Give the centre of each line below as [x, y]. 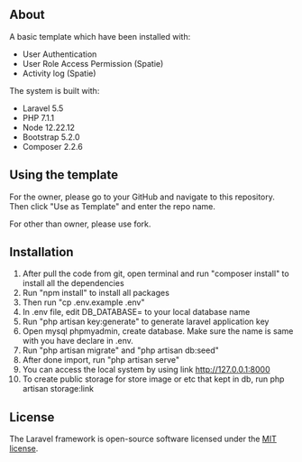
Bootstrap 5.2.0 [51, 137]
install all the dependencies [73, 283]
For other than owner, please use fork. [80, 224]
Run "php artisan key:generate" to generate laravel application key [146, 322]
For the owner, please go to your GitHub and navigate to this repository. [142, 197]
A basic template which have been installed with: [100, 36]
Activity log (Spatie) [59, 73]
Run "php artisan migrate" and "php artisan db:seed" [120, 350]
